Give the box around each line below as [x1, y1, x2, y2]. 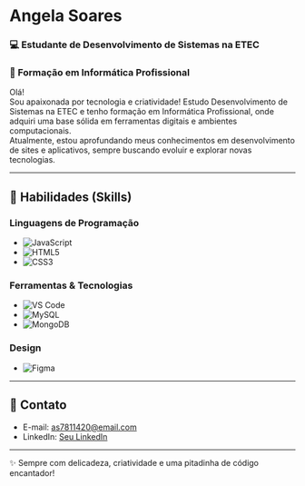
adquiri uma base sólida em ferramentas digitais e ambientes [9, 115, 238, 127]
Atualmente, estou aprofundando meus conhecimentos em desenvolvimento [9, 135, 295, 146]
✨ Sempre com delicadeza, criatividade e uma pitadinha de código [9, 457, 260, 468]
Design [9, 342, 42, 354]
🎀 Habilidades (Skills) [9, 189, 133, 204]
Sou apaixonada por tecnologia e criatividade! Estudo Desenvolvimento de [9, 96, 289, 107]
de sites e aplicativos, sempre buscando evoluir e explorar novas [9, 144, 252, 155]
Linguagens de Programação [9, 216, 140, 229]
